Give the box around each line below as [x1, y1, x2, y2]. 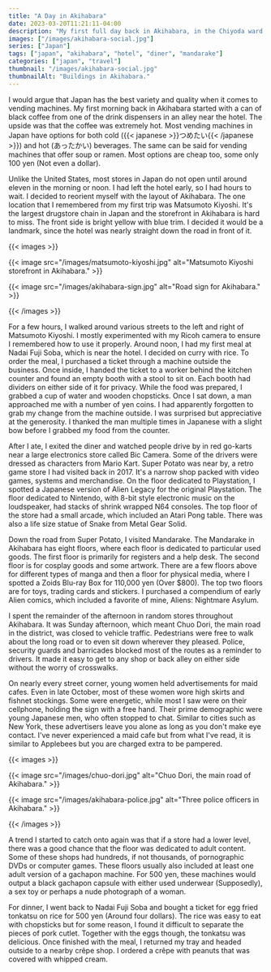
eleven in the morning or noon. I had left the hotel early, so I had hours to [8, 182, 252, 192]
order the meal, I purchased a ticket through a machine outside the [8, 356, 231, 366]
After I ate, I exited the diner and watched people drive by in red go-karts [8, 440, 252, 451]
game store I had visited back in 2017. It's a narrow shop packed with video [8, 466, 260, 476]
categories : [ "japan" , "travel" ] [8, 58, 122, 66]
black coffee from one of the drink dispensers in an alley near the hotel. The [8, 111, 263, 122]
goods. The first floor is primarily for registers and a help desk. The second [8, 552, 260, 562]
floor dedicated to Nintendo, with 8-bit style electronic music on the [8, 493, 235, 502]
